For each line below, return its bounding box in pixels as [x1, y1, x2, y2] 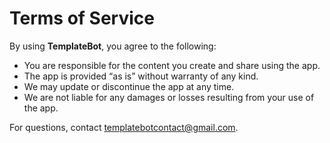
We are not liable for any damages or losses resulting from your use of [23, 91, 315, 103]
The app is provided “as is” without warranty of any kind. [23, 70, 259, 82]
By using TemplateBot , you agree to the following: [9, 40, 217, 52]
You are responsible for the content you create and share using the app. [23, 59, 321, 71]
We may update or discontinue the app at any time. [23, 80, 235, 92]
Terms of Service [9, 7, 155, 30]
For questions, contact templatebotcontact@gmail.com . [9, 121, 239, 133]
